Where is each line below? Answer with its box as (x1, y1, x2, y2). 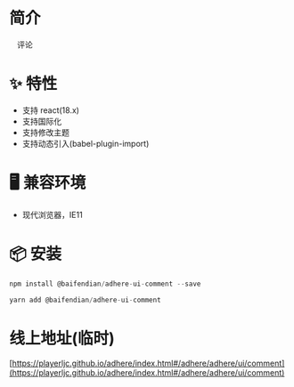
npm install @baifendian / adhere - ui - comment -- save (9, 279, 201, 288)
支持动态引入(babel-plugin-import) (21, 138, 150, 149)
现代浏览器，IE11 (21, 209, 83, 220)
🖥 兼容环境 (9, 173, 86, 193)
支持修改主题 (21, 126, 69, 138)
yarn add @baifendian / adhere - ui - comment (9, 295, 162, 304)
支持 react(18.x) (21, 104, 80, 116)
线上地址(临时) (9, 328, 116, 348)
